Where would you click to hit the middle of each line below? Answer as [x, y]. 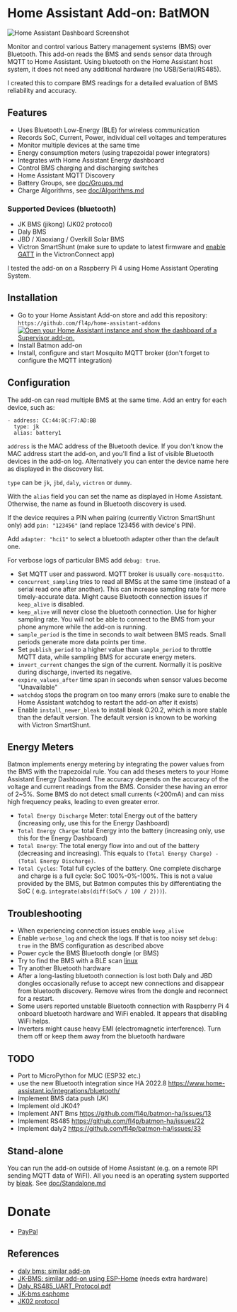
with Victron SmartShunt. [54, 725]
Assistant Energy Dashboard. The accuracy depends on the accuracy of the [118, 779]
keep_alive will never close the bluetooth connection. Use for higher [117, 612]
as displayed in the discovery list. [56, 468]
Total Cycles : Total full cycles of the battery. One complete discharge [119, 869]
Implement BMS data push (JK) [63, 1098]
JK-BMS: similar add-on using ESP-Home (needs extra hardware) [113, 1278]
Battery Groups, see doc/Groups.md [70, 183]
